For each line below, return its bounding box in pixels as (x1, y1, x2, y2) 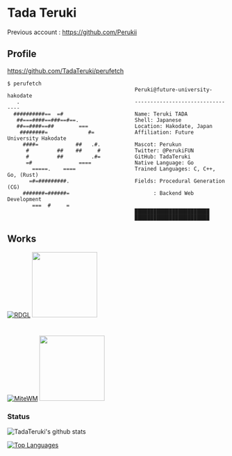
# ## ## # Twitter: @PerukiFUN (25, 147, 194, 154)
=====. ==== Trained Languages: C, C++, (32, 165, 216, 172)
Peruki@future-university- (134, 86, 213, 93)
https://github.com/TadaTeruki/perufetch (7, 66, 124, 74)
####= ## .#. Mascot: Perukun (22, 141, 182, 148)
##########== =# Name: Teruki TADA (13, 110, 188, 118)
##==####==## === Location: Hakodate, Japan (16, 123, 213, 129)
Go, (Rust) (7, 171, 39, 178)
